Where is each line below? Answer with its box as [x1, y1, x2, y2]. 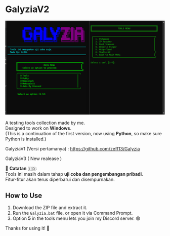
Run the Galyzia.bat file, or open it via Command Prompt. [12, 210, 133, 216]
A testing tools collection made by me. [5, 120, 85, 126]
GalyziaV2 [5, 4, 50, 15]
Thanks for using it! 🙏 [5, 225, 50, 231]
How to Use [5, 191, 42, 200]
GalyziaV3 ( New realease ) [5, 155, 62, 162]
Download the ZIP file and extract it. [12, 205, 88, 211]
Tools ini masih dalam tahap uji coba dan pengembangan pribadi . [5, 171, 143, 177]
